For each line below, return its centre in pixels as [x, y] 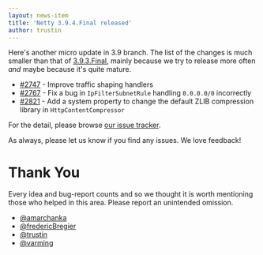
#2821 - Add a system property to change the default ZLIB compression [137, 101]
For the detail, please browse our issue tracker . [85, 125]
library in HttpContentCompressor [72, 110]
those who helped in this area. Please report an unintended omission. [121, 203]
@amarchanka [43, 218]
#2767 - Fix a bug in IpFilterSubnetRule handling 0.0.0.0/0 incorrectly [135, 93]
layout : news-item [38, 15]
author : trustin [35, 30]
